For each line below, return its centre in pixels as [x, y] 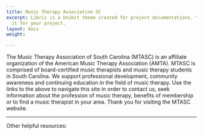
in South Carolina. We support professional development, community [92, 76]
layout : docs [23, 29]
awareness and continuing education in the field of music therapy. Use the [99, 83]
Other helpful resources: [37, 126]
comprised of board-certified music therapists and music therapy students [99, 70]
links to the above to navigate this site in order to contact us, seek [88, 89]
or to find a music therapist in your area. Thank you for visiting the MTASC [98, 102]
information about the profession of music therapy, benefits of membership [100, 96]
